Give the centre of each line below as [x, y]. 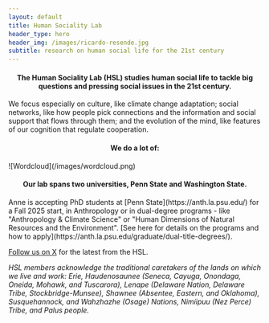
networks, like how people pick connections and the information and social [132, 112]
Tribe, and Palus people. [49, 310]
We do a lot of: [135, 148]
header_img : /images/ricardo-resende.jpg [79, 43]
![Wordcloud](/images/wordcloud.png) [72, 166]
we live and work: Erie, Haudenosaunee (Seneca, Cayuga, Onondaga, [125, 276]
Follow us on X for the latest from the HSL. [78, 251]
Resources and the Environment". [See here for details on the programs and [134, 227]
